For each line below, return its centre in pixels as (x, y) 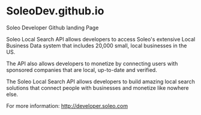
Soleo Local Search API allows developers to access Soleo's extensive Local (101, 39)
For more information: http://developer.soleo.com (67, 105)
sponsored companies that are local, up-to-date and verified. (82, 69)
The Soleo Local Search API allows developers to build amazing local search (100, 81)
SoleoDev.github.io (55, 11)
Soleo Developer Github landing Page (52, 28)
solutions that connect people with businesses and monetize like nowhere (97, 87)
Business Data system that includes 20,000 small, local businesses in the (97, 46)
